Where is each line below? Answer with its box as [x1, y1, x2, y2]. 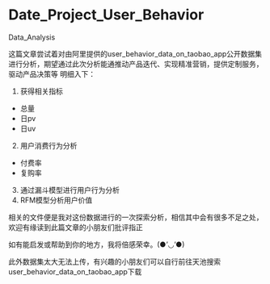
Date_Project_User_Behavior [8, 6, 205, 24]
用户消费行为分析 [19, 140, 78, 150]
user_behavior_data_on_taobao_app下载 [8, 266, 142, 276]
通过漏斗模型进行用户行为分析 [19, 185, 120, 194]
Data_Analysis [8, 32, 56, 42]
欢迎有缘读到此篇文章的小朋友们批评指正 [8, 222, 143, 232]
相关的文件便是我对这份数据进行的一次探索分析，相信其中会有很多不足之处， [8, 212, 264, 222]
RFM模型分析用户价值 [19, 195, 93, 205]
